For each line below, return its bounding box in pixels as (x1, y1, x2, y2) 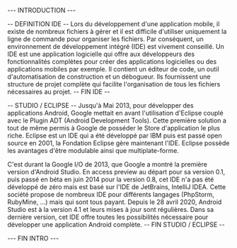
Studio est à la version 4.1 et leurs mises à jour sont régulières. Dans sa (7, 205, 214, 213)
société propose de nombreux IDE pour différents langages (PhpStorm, (7, 191, 214, 198)
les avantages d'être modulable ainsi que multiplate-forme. (7, 147, 179, 154)
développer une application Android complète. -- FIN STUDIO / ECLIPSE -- (7, 220, 225, 229)
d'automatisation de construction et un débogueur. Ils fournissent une (7, 72, 211, 81)
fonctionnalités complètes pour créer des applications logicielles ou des (7, 57, 217, 66)
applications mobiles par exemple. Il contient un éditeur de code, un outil (7, 65, 219, 73)
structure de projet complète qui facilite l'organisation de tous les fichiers (7, 80, 221, 88)
